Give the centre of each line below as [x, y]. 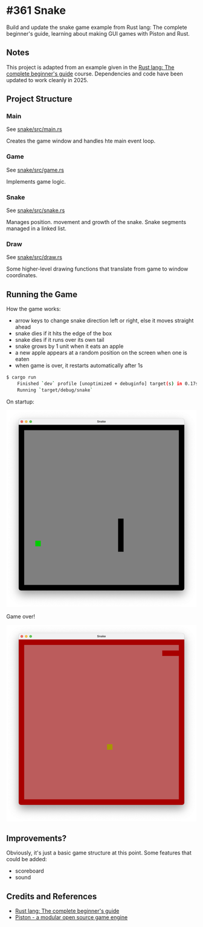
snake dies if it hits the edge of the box [63, 333]
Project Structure [39, 99]
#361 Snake [36, 11]
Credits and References [52, 897]
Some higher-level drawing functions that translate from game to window [97, 269]
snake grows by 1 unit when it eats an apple [69, 346]
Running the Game [42, 294]
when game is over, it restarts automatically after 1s [79, 365]
